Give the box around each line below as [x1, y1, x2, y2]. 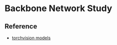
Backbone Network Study [4, 3, 113, 14]
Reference [4, 22, 38, 30]
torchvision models [11, 35, 51, 41]
